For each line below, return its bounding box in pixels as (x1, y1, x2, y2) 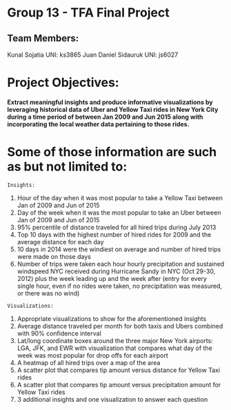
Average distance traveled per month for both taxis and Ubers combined (17, 322, 223, 330)
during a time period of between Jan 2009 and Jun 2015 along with (7, 113, 203, 121)
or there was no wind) (17, 289, 80, 297)
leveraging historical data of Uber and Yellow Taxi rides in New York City (7, 105, 219, 113)
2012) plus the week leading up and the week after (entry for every (17, 274, 207, 282)
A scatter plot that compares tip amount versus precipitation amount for (17, 380, 221, 389)
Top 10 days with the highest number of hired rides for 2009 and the (17, 230, 212, 239)
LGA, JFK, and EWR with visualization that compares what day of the (17, 344, 212, 352)
